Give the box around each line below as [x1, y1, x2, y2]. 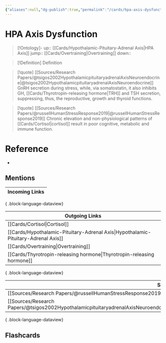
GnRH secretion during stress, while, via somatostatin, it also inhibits [17, 85, 157, 91]
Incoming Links [7, 189, 44, 195]
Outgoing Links [64, 213, 102, 220]
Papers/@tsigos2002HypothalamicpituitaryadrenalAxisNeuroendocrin [17, 75, 160, 80]
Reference [5, 143, 48, 154]
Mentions [5, 174, 36, 182]
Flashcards [5, 331, 41, 340]
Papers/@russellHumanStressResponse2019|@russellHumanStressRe [17, 110, 160, 116]
